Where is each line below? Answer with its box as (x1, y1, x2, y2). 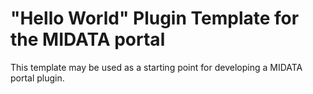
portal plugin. (10, 72, 65, 84)
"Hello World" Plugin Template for (10, 7, 300, 30)
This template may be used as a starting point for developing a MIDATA (10, 61, 303, 73)
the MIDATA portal (10, 28, 166, 51)
